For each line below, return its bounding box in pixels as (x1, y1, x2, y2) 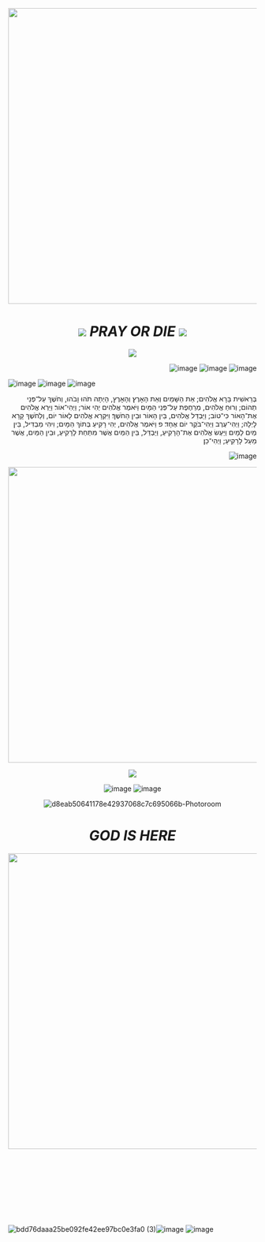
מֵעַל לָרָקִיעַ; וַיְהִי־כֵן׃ (203, 435, 257, 445)
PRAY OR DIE (89, 323, 176, 341)
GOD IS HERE (89, 827, 176, 845)
